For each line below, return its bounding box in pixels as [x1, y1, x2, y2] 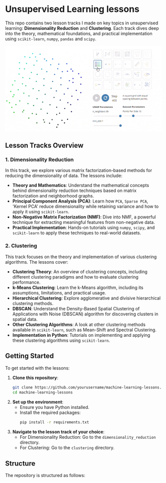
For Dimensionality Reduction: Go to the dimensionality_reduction [19, 434, 156, 440]
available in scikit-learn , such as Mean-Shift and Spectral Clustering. [12, 327, 157, 333]
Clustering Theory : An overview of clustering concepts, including [12, 269, 148, 275]
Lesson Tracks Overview [5, 141, 83, 150]
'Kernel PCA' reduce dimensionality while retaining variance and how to [12, 203, 159, 209]
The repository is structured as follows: [5, 472, 85, 478]
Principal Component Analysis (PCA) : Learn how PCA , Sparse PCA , [12, 198, 148, 204]
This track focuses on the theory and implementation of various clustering [5, 254, 157, 260]
